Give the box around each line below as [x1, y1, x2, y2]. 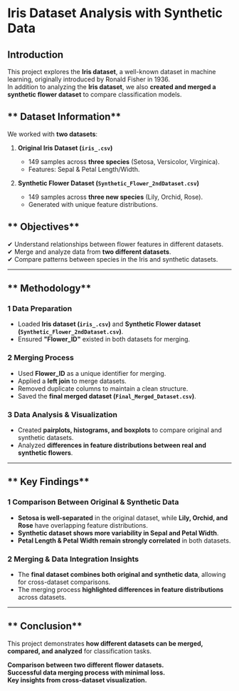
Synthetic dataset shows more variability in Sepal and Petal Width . [17, 528, 219, 537]
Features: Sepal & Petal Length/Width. [28, 165, 140, 173]
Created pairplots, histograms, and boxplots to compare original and [17, 426, 222, 434]
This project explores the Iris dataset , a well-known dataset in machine [7, 68, 216, 76]
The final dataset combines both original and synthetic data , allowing [17, 570, 226, 578]
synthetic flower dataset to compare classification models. [7, 91, 182, 98]
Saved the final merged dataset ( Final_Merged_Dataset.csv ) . [17, 391, 197, 400]
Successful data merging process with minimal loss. [7, 668, 166, 677]
